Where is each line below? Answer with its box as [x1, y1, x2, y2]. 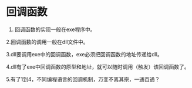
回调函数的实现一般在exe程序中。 [14, 26, 96, 33]
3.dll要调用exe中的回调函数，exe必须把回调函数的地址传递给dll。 [6, 50, 163, 57]
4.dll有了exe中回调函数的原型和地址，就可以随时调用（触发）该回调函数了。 [6, 63, 190, 70]
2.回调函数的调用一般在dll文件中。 [6, 38, 89, 45]
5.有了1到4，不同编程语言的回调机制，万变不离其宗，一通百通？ [6, 76, 160, 83]
